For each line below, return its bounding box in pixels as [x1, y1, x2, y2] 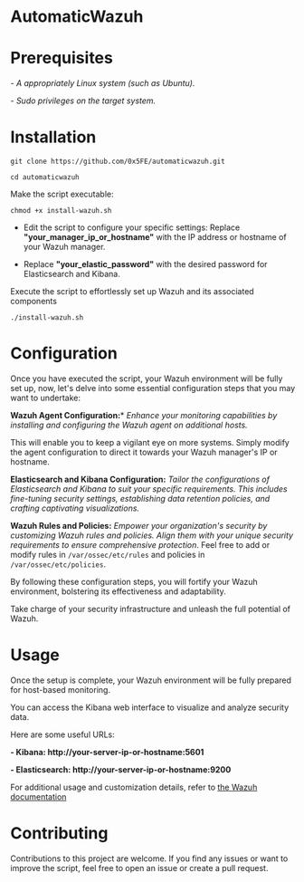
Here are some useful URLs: [10, 729, 116, 740]
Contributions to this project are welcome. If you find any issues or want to [10, 853, 289, 864]
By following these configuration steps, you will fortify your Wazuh [10, 577, 259, 587]
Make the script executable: [10, 188, 114, 200]
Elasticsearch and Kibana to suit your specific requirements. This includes [10, 484, 288, 494]
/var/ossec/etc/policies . [10, 559, 107, 570]
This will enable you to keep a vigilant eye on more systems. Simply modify [10, 437, 290, 447]
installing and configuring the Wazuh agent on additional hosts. [10, 419, 248, 430]
